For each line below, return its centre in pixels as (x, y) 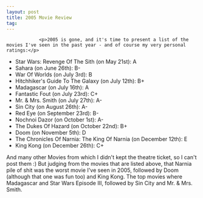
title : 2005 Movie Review (39, 18)
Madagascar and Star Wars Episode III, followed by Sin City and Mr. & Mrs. (99, 183)
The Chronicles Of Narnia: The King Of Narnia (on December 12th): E (101, 139)
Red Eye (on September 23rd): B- (57, 114)
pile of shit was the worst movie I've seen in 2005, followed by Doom (93, 170)
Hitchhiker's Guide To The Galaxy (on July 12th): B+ (80, 81)
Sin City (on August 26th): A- (51, 107)
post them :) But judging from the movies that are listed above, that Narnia (99, 164)
